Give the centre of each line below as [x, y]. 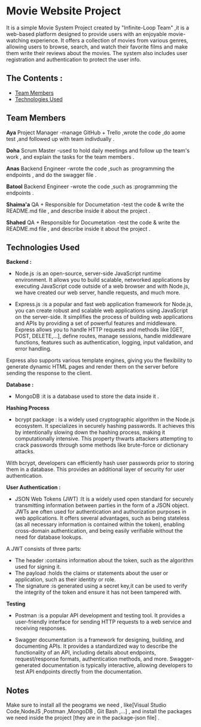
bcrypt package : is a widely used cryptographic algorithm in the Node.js [105, 420]
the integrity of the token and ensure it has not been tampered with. [98, 592]
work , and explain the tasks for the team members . [70, 156]
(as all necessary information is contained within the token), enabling [100, 524]
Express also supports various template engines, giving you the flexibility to [99, 360]
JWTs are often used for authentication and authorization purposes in [100, 512]
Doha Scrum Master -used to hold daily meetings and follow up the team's [98, 150]
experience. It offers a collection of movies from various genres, [109, 40]
